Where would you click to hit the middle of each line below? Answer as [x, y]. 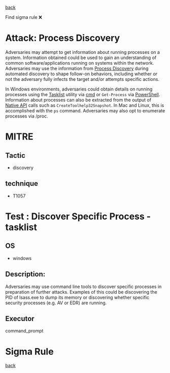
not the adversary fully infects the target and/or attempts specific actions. [82, 79]
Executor [20, 318]
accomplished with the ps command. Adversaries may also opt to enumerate [85, 110]
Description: [25, 274]
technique [22, 183]
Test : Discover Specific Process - [78, 216]
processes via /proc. [27, 116]
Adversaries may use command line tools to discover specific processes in [83, 286]
